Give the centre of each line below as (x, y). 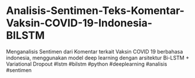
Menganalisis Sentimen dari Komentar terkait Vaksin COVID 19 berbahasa (95, 51)
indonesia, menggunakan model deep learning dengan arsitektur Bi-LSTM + (97, 58)
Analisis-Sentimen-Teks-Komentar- (95, 11)
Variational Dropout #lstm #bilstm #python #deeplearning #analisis (87, 64)
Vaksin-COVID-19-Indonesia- (79, 23)
